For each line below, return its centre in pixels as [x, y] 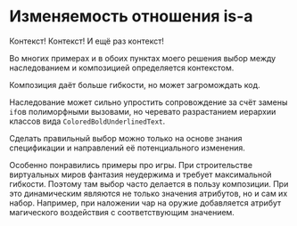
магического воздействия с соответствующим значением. [122, 212]
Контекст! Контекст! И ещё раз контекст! [87, 41]
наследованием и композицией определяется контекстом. [122, 68]
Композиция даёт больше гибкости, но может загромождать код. [135, 85]
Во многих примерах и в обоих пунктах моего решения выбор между [143, 58]
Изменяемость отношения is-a [131, 16]
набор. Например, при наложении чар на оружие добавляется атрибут [145, 203]
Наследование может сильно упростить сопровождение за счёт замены [148, 102]
